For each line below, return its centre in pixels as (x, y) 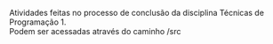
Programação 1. (38, 22)
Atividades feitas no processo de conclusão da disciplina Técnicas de (137, 13)
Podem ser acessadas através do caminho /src (95, 31)
